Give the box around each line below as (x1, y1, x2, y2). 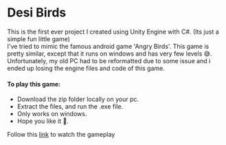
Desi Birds (7, 5, 67, 21)
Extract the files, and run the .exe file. (16, 102, 124, 111)
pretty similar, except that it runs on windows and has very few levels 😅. (7, 49, 212, 58)
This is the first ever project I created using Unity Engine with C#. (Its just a (7, 27, 220, 36)
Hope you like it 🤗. (16, 117, 69, 125)
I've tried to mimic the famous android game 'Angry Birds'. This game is (7, 42, 210, 50)
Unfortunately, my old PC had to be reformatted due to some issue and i (7, 56, 211, 65)
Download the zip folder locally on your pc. (16, 95, 139, 104)
